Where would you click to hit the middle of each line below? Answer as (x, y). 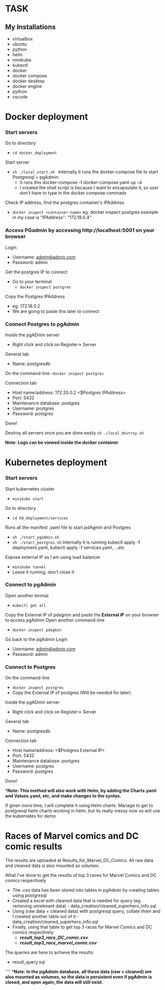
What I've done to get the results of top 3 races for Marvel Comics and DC (81, 875)
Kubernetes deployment (56, 463)
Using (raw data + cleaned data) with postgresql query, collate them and (86, 911)
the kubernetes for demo (30, 816)
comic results (34, 847)
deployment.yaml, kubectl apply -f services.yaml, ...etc (68, 547)
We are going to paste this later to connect (56, 311)
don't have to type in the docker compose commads (73, 193)
